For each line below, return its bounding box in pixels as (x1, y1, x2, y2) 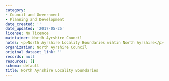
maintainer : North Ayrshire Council (5, 36, 82, 41)
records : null (5, 54, 35, 59)
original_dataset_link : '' (5, 49, 62, 54)
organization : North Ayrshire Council (5, 45, 87, 50)
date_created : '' (5, 21, 42, 27)
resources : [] (5, 59, 35, 64)
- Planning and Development (5, 17, 65, 22)
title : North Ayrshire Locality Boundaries (5, 68, 99, 73)
